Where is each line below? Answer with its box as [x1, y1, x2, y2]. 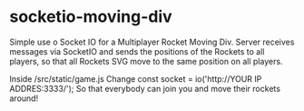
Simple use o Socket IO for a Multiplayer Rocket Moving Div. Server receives [9, 36, 295, 47]
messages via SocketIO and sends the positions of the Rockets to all [9, 45, 265, 56]
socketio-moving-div [9, 6, 172, 27]
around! [9, 93, 39, 104]
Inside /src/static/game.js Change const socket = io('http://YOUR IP [9, 73, 262, 84]
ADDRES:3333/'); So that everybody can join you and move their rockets [9, 83, 281, 94]
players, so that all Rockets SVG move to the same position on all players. [9, 55, 283, 66]
